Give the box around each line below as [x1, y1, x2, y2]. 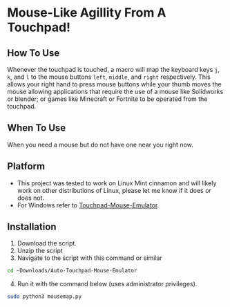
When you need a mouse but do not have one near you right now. [7, 140, 193, 149]
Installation [7, 221, 57, 233]
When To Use [7, 122, 66, 134]
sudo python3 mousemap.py [7, 293, 82, 300]
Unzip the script [17, 247, 64, 255]
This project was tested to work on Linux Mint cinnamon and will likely [17, 178, 217, 187]
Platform [7, 160, 46, 172]
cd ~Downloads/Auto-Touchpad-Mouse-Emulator [7, 268, 137, 275]
